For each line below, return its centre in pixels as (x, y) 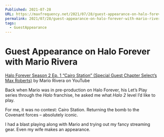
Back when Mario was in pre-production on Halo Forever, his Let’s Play (76, 90)
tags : (10, 23)
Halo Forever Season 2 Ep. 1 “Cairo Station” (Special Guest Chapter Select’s (81, 75)
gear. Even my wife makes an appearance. (48, 130)
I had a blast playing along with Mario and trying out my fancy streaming (78, 124)
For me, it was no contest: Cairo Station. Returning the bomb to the (72, 110)
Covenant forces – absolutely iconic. (41, 115)
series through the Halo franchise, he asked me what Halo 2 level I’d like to (80, 95)
